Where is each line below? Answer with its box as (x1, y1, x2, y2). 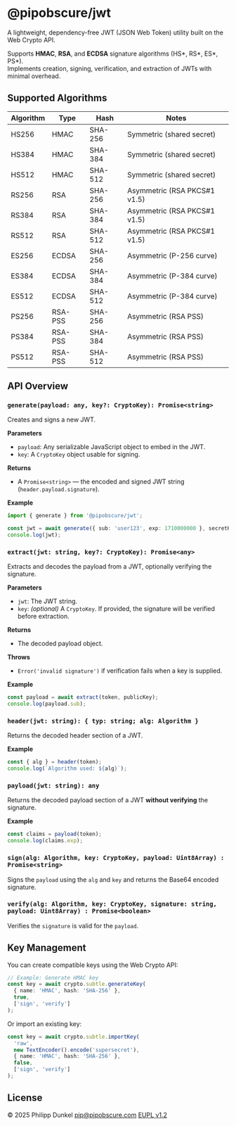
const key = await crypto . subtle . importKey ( (7, 1033, 140, 1040)
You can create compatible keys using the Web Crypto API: (7, 961, 178, 969)
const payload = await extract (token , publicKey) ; (7, 694, 159, 701)
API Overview (7, 380, 69, 392)
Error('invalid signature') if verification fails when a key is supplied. (17, 666, 223, 675)
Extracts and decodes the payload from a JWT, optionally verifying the (7, 562, 212, 571)
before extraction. (17, 612, 70, 621)
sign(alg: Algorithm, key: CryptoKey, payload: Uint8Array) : (7, 854, 225, 862)
